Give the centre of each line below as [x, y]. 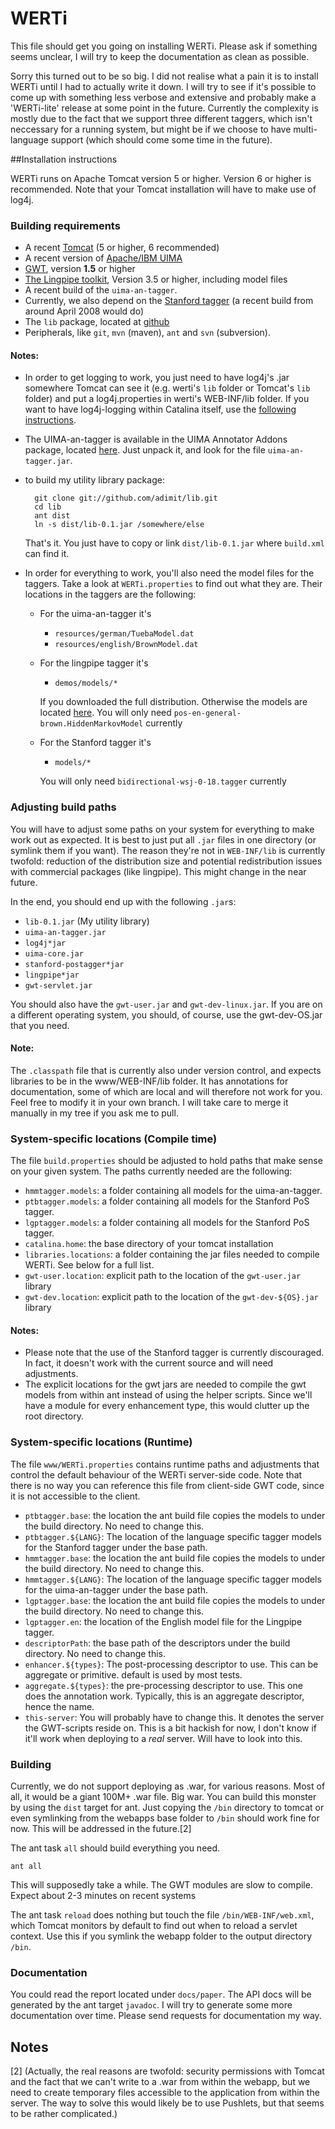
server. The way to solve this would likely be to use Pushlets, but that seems [167, 2103]
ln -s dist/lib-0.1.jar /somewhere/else [119, 525]
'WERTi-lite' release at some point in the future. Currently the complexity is [164, 108]
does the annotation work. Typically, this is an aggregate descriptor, [164, 1696]
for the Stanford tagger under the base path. [116, 1547]
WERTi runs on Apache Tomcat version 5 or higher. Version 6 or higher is [161, 178]
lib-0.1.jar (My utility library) [87, 921]
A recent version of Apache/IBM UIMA [103, 258]
